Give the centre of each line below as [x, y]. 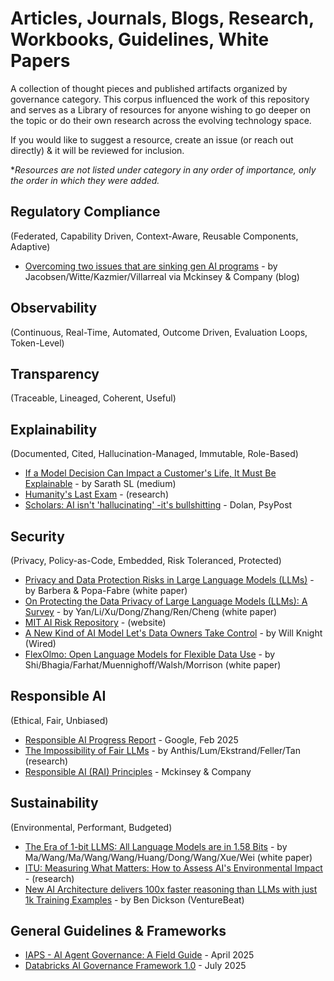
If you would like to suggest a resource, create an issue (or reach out [152, 139]
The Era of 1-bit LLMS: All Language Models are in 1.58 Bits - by [156, 846]
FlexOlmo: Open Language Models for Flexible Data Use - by [150, 654]
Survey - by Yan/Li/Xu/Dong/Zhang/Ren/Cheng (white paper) [151, 611]
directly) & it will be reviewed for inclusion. [97, 150]
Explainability [54, 429]
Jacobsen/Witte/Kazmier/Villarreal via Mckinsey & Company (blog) [162, 276]
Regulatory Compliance [85, 212]
